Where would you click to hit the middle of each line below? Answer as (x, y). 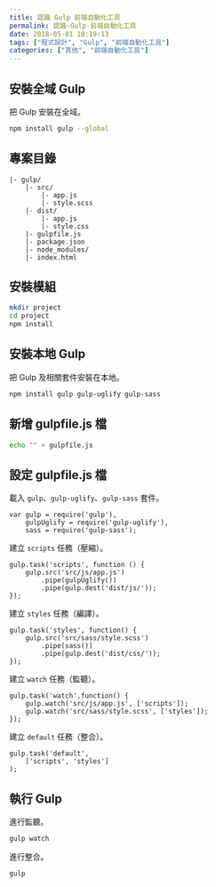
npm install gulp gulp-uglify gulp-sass (85, 394)
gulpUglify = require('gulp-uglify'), (97, 523)
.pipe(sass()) (67, 646)
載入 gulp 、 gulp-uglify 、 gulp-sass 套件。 (87, 498)
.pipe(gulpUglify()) (79, 580)
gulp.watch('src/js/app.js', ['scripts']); (107, 704)
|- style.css (65, 226)
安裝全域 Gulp (48, 88)
